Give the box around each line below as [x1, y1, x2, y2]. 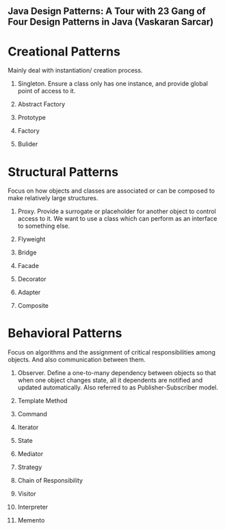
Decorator [17, 275, 47, 283]
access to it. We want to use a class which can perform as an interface [17, 215, 217, 223]
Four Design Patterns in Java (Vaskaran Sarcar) [8, 16, 214, 28]
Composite [17, 302, 49, 310]
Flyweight [17, 235, 46, 243]
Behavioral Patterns [8, 326, 122, 341]
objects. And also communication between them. [8, 356, 146, 364]
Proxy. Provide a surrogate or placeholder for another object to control [17, 207, 216, 215]
